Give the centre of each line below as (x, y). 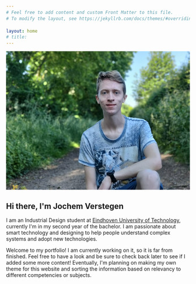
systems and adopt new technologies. (52, 239)
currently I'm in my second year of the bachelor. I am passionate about (91, 227)
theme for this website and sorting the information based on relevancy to (94, 269)
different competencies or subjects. (49, 275)
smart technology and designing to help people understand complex (88, 233)
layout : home (22, 31)
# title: (17, 37)
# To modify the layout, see (41, 18)
